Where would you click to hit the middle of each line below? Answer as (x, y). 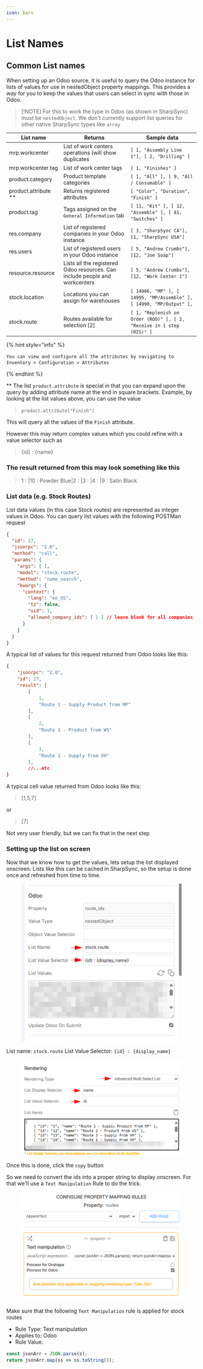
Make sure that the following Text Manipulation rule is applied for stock (95, 1311)
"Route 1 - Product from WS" (75, 730)
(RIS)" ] (141, 332)
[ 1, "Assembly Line (156, 150)
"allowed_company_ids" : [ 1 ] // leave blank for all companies (111, 617)
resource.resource (32, 273)
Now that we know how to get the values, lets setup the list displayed (92, 862)
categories (77, 182)
